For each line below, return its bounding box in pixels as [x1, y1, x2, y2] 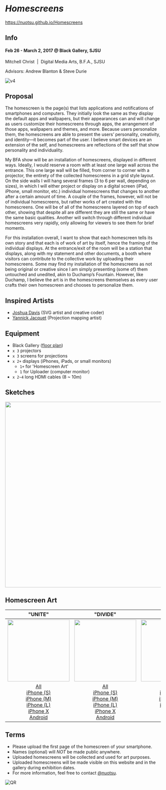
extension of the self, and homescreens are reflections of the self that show [5, 142, 159, 148]
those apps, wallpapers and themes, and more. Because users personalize [5, 126, 157, 132]
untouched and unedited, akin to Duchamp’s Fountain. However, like [5, 272, 143, 278]
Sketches [5, 388, 35, 396]
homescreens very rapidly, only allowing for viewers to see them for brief [5, 220, 154, 226]
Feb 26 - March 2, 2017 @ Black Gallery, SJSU [5, 48, 101, 53]
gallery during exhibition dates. [12, 765, 76, 771]
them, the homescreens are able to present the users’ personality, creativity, [5, 132, 161, 138]
